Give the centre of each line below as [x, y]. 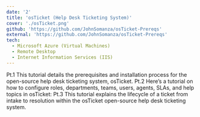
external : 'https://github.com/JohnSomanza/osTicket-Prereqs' [87, 35]
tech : [13, 40]
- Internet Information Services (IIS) [62, 57]
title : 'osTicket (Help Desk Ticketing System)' [69, 18]
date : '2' [19, 12]
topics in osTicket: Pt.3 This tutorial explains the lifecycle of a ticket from [97, 94]
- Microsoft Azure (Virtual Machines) [61, 46]
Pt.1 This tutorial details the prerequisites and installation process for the [97, 74]
